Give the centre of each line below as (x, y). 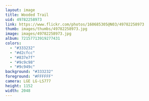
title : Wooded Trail (27, 15)
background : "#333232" (29, 72)
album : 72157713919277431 (33, 39)
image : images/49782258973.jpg (38, 34)
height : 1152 (19, 86)
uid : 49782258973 (24, 19)
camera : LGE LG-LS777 (28, 81)
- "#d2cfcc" (23, 53)
